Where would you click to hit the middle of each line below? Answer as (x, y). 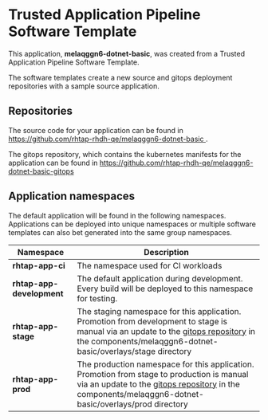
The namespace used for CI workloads (150, 265)
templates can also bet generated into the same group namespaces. (120, 232)
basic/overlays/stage (116, 351)
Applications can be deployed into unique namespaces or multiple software (132, 224)
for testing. (97, 298)
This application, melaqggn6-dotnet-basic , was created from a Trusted (127, 53)
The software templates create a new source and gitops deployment (120, 77)
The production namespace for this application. (166, 364)
